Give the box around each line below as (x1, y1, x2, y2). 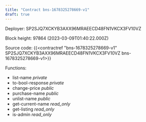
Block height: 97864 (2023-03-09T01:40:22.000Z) (5, 35, 109, 41)
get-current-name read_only (12, 101, 71, 107)
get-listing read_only (12, 106, 54, 112)
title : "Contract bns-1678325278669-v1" (5, 7, 90, 12)
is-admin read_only (12, 111, 52, 117)
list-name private (12, 74, 48, 80)
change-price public (12, 85, 54, 91)
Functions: (5, 65, 27, 71)
